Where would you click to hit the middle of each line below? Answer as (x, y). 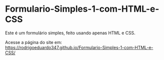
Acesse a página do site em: (34, 42)
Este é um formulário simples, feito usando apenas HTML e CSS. (70, 33)
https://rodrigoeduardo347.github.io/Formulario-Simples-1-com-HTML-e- (79, 47)
